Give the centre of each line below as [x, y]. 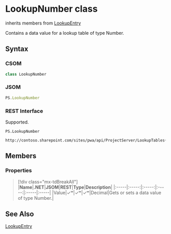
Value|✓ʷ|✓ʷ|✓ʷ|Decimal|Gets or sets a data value [107, 193]
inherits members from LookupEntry [43, 23]
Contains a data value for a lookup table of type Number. [65, 33]
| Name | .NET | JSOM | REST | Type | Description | [65, 187]
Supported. [17, 122]
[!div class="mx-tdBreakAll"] [48, 181]
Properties [19, 171]
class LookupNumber [26, 74]
